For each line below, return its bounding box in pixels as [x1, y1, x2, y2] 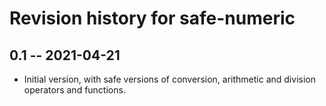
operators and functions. [23, 84, 126, 96]
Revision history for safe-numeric [9, 7, 296, 30]
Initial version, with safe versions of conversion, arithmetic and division [23, 73, 316, 85]
